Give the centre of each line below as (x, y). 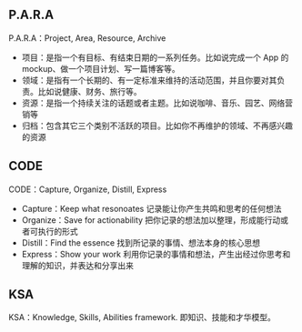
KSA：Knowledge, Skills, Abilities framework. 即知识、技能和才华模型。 (142, 317)
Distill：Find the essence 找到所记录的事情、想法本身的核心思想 (141, 242)
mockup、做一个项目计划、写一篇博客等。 (101, 68)
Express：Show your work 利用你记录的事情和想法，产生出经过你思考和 (156, 254)
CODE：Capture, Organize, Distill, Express (88, 189)
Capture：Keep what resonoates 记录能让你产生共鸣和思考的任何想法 (151, 208)
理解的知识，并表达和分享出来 (77, 265)
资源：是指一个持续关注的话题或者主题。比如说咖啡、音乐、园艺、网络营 (157, 103)
